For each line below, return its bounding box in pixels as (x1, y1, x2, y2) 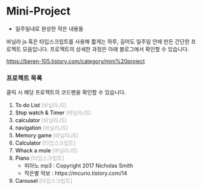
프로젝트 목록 (6, 74, 42, 82)
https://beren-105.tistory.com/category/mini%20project (6, 57, 146, 65)
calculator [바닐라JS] (15, 117, 67, 124)
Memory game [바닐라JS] (15, 132, 79, 139)
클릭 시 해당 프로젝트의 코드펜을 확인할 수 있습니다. (6, 89, 126, 96)
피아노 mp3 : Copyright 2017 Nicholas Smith (24, 162, 133, 169)
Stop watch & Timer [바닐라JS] (15, 109, 91, 116)
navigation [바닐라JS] (15, 124, 68, 131)
